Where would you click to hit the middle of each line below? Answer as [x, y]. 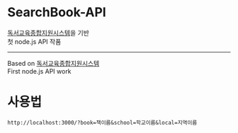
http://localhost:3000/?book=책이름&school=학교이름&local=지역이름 [102, 122]
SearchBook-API [57, 12]
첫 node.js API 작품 [34, 41]
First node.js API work [40, 71]
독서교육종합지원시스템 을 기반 [49, 33]
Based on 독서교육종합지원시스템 [53, 63]
